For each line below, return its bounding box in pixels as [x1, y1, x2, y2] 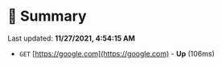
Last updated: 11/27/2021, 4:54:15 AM [7, 33, 136, 43]
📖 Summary [7, 7, 87, 25]
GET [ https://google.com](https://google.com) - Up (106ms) [18, 49, 215, 58]
